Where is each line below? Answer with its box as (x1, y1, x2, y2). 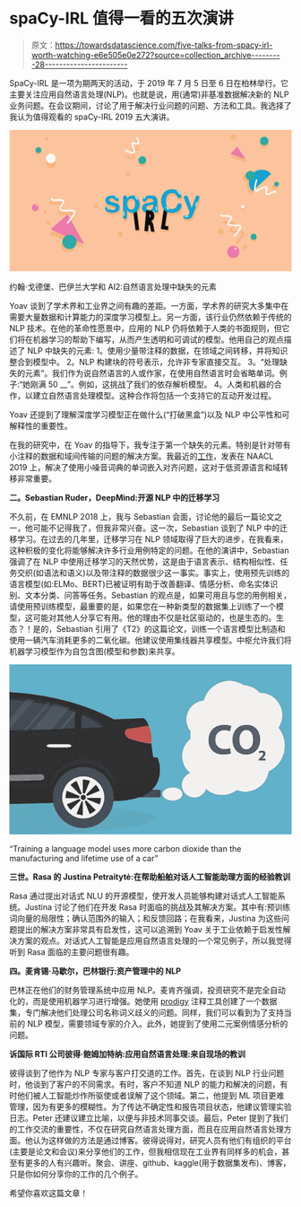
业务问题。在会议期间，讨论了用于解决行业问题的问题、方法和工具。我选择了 (9, 100, 292, 110)
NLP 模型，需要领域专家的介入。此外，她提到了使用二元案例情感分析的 (26, 1018, 288, 1028)
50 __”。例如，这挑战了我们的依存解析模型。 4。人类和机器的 (47, 379, 275, 389)
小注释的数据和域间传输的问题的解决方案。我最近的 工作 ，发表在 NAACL (9, 450, 274, 461)
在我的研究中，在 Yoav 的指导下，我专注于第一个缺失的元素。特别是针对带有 (9, 439, 291, 450)
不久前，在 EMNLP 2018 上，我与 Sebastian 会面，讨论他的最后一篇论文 (9, 511, 275, 521)
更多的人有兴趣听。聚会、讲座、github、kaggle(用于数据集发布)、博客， (24, 1157, 291, 1168)
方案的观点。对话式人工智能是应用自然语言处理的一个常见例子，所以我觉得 (16, 935, 292, 946)
